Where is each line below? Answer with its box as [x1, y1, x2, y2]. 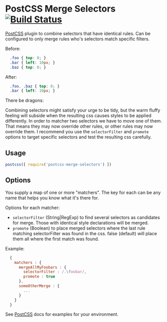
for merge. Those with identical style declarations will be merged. [12, 220, 149, 226]
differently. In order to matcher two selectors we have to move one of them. [5, 118, 162, 124]
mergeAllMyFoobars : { [18, 264, 67, 270]
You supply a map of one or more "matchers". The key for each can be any [5, 189, 161, 195]
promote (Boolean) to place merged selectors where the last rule [12, 225, 145, 231]
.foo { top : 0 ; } [10, 55, 46, 61]
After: [5, 74, 17, 80]
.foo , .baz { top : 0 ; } [10, 84, 60, 89]
